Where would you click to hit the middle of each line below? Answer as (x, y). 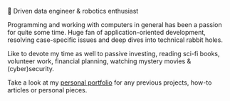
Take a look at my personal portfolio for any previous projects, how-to (110, 83)
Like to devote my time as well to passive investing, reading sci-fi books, (114, 54)
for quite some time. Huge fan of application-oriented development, (107, 32)
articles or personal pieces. (47, 90)
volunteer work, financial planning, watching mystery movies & (99, 61)
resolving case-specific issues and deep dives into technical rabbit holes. (115, 40)
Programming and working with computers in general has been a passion (115, 25)
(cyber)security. (31, 69)
